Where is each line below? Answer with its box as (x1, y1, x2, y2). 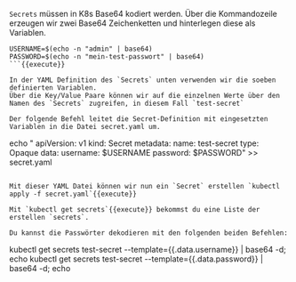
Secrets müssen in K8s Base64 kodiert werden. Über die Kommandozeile (9, 9, 277, 19)
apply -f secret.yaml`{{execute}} (9, 189, 138, 198)
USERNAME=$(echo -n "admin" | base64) (9, 44, 153, 53)
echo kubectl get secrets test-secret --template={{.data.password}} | (9, 254, 264, 264)
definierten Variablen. (9, 84, 98, 93)
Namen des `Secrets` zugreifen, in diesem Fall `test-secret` (9, 99, 244, 108)
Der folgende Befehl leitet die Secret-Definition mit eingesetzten (9, 115, 268, 124)
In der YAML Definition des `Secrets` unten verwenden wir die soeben (9, 76, 276, 85)
